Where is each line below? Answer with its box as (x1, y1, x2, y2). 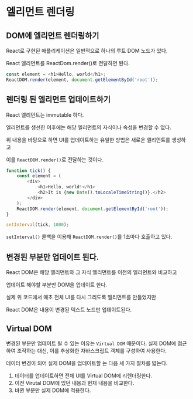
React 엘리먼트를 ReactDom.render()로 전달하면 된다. (6, 60, 130, 66)
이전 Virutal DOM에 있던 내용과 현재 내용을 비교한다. (14, 379, 135, 386)
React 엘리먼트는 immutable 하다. (6, 111, 84, 118)
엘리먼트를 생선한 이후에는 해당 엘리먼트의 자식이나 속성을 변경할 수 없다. (6, 124, 171, 131)
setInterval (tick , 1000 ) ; (6, 222, 69, 228)
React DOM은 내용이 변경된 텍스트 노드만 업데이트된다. (6, 306, 132, 313)
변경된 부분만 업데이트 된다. (6, 252, 99, 262)
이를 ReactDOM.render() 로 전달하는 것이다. (6, 156, 104, 163)
